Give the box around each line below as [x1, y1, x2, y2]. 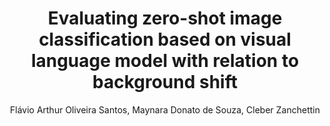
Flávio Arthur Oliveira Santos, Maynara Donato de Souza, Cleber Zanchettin [9, 103, 320, 116]
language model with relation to [30, 50, 300, 72]
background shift [92, 71, 238, 94]
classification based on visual [38, 28, 292, 51]
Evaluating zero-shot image [47, 7, 283, 30]
